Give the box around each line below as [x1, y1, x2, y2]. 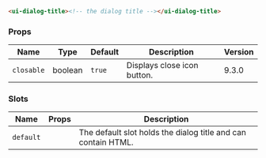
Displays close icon [126, 60, 199, 71]
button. [126, 70, 154, 81]
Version [223, 47, 254, 58]
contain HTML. [78, 137, 134, 148]
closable [12, 66, 45, 75]
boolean [52, 65, 83, 76]
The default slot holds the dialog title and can [78, 127, 247, 138]
